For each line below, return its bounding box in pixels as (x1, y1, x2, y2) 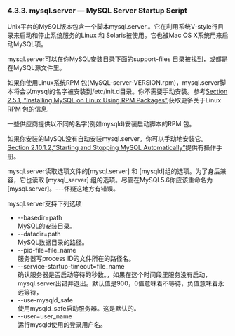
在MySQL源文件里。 (7, 64, 66, 72)
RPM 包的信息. (7, 105, 49, 114)
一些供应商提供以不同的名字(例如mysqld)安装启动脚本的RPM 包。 (7, 120, 196, 128)
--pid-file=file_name (17, 246, 76, 255)
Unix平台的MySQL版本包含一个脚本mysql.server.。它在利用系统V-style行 (7, 22, 218, 31)
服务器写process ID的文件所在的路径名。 (17, 255, 135, 263)
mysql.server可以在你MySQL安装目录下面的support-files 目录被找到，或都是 (7, 55, 228, 63)
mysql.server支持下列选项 (7, 199, 82, 208)
